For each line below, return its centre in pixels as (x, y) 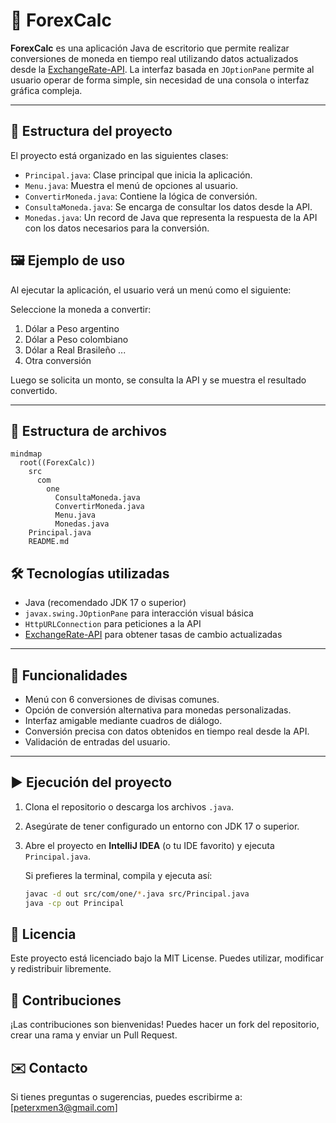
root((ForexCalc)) (58, 463)
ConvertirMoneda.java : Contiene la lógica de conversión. (141, 196)
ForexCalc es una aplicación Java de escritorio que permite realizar (150, 48)
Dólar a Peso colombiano (76, 339)
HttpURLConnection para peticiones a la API (113, 624)
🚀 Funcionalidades (69, 675)
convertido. (34, 390)
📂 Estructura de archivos (89, 430)
